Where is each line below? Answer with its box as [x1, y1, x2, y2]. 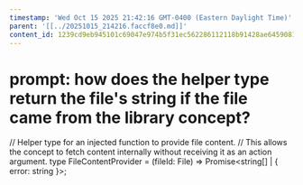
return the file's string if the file [9, 88, 248, 108]
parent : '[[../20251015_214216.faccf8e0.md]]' [9, 22, 188, 31]
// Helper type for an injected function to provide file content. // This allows [9, 137, 288, 148]
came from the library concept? [9, 107, 251, 127]
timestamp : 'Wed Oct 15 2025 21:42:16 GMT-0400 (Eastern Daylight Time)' [9, 13, 293, 23]
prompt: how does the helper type [9, 69, 270, 89]
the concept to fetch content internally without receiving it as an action [9, 146, 272, 158]
